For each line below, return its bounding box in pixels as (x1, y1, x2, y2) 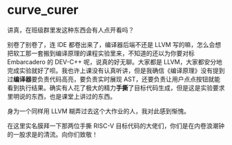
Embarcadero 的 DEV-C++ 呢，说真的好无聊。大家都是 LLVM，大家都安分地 (7, 57, 223, 66)
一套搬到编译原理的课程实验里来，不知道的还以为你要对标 (30, 49, 195, 57)
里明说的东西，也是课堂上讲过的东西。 (7, 92, 116, 100)
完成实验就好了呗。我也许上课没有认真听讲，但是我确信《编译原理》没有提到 (7, 66, 225, 75)
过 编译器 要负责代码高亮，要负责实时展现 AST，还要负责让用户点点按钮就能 (7, 75, 221, 83)
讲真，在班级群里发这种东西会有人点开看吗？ (7, 26, 135, 34)
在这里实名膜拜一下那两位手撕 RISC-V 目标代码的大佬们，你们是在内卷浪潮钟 (7, 122, 225, 130)
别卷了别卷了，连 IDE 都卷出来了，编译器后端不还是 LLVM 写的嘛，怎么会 (7, 40, 215, 48)
